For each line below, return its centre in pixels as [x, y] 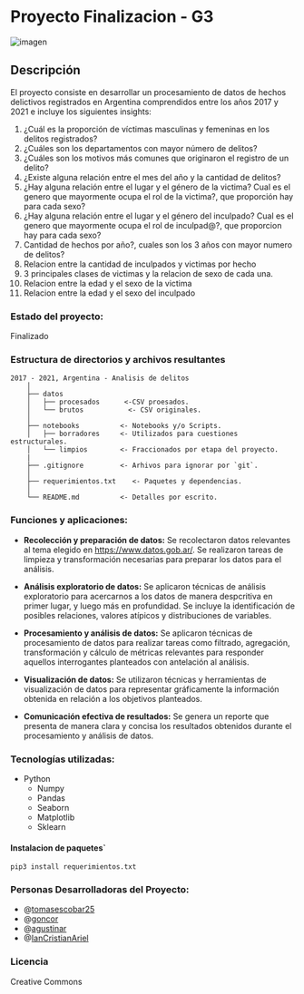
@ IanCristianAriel [56, 938]
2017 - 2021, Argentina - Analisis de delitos [100, 378]
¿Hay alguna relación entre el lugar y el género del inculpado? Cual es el [158, 216]
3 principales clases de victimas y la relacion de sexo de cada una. [148, 273]
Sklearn [51, 826]
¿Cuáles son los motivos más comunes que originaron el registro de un [156, 158]
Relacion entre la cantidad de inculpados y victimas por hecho [140, 264]
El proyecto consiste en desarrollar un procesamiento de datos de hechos [148, 92]
